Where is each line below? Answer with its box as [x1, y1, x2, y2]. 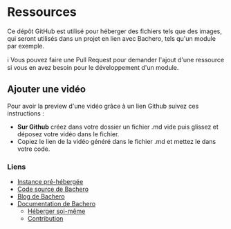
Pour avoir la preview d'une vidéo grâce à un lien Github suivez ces [7, 102, 199, 110]
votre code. [17, 145, 50, 153]
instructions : [7, 109, 45, 118]
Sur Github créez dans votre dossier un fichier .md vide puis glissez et [17, 122, 219, 131]
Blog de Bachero [17, 192, 65, 201]
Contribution [27, 214, 64, 223]
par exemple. [7, 42, 45, 50]
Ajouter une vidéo [7, 84, 86, 95]
